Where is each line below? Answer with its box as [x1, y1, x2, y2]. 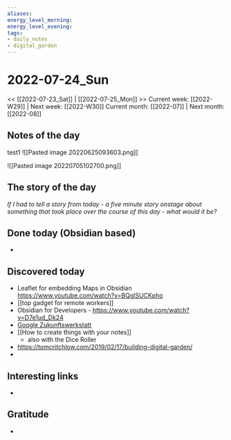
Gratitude [7, 409, 50, 421]
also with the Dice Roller [27, 336, 97, 344]
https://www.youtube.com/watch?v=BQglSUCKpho [17, 291, 164, 300]
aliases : [7, 10, 33, 17]
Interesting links [7, 370, 79, 382]
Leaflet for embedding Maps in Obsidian [17, 284, 133, 293]
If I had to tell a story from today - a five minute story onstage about [7, 200, 203, 208]
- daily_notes [7, 36, 48, 43]
